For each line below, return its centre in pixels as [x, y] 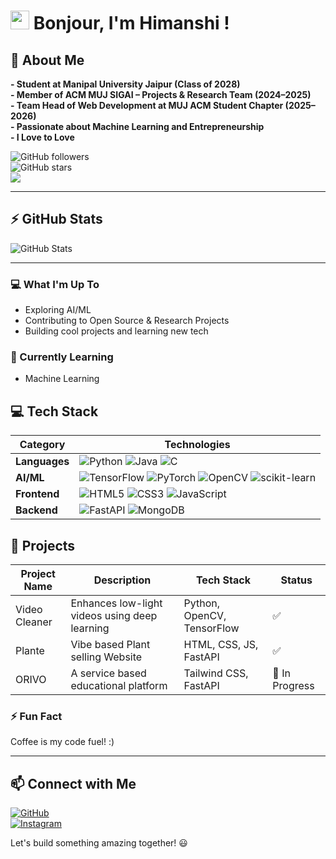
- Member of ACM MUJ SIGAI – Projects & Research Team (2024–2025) [161, 94]
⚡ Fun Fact [36, 716]
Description [122, 580]
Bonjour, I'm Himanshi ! [131, 23]
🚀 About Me [47, 60]
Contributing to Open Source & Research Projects [127, 321]
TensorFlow [211, 628]
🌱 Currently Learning [62, 357]
